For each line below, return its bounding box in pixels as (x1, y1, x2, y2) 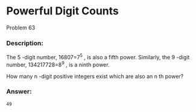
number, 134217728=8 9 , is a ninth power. (6, 60, 110, 68)
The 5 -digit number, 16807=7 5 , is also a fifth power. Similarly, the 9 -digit (6, 53, 190, 60)
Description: (6, 39, 43, 47)
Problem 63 (6, 24, 36, 31)
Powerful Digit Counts (6, 4, 119, 18)
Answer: (6, 87, 32, 96)
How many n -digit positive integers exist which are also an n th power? (6, 72, 184, 80)
